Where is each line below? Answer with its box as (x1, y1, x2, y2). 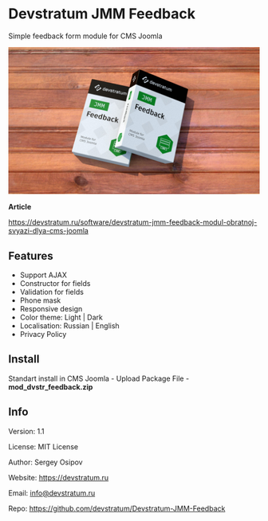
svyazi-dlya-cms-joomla (8, 226, 89, 236)
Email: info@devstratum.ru (8, 488, 96, 498)
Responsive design (19, 304, 83, 314)
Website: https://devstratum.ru (8, 472, 109, 482)
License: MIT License (8, 441, 78, 451)
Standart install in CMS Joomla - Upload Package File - (8, 374, 190, 383)
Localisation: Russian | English (19, 321, 120, 331)
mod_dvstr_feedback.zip (8, 382, 93, 391)
